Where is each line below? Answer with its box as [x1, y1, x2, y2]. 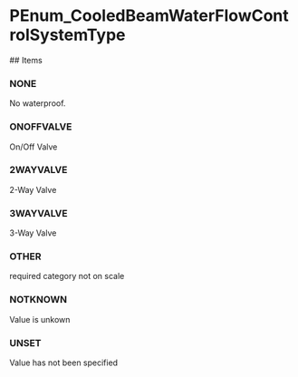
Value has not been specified [9, 357, 119, 368]
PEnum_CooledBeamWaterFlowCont [9, 5, 290, 26]
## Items [9, 54, 43, 65]
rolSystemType [9, 24, 126, 45]
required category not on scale [9, 271, 125, 282]
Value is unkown [9, 314, 71, 324]
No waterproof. [9, 98, 66, 109]
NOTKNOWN [9, 294, 68, 306]
